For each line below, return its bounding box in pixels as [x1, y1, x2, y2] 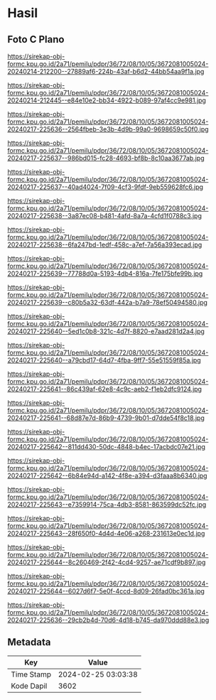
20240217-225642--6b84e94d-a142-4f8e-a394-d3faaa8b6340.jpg [7, 471, 207, 480]
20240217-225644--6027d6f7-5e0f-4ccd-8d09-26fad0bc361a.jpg [7, 587, 205, 595]
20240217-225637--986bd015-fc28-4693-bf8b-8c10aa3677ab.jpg [7, 154, 205, 162]
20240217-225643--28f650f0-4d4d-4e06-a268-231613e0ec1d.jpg [7, 529, 205, 537]
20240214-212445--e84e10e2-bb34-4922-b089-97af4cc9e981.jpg [7, 96, 206, 104]
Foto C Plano [7, 33, 65, 45]
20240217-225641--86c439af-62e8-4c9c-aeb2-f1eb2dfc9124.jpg [7, 385, 202, 393]
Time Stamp [11, 669, 52, 679]
